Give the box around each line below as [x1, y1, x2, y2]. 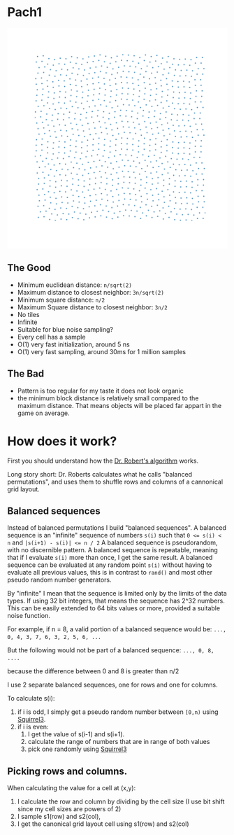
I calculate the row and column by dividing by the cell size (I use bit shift [17, 797, 225, 806]
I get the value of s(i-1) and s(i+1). [27, 730, 125, 738]
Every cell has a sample [17, 332, 86, 341]
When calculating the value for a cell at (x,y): [7, 784, 136, 792]
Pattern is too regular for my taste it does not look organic [17, 386, 184, 395]
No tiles [17, 310, 40, 318]
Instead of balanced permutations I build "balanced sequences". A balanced [7, 524, 227, 532]
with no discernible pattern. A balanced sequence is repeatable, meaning [7, 546, 218, 554]
